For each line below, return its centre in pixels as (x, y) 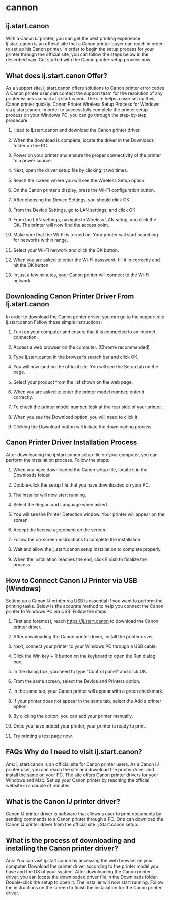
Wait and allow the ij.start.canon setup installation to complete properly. (87, 549)
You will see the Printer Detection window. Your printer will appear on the (89, 514)
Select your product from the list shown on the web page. (73, 382)
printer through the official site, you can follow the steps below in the (77, 54)
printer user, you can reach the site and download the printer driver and (80, 770)
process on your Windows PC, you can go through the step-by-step (76, 115)
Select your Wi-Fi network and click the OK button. (66, 250)
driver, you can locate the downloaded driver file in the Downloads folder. (82, 877)
